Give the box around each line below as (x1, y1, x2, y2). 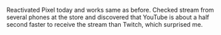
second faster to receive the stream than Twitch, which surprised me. (6, 21, 203, 28)
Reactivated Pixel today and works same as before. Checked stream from (6, 6, 214, 14)
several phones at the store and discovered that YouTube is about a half (6, 13, 210, 21)
